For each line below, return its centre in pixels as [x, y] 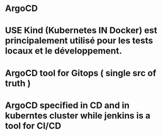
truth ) [18, 83]
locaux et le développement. [64, 51]
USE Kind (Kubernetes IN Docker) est [81, 31]
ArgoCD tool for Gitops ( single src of [81, 73]
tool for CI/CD [33, 126]
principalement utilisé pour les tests [79, 41]
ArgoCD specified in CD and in [67, 105]
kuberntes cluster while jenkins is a [78, 115]
